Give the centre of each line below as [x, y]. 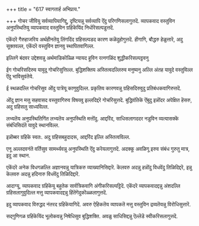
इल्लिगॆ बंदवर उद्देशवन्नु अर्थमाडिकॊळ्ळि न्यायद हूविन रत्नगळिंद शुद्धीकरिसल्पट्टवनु [78, 58]
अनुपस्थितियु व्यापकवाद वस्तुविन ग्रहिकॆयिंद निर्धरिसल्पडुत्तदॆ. [60, 28]
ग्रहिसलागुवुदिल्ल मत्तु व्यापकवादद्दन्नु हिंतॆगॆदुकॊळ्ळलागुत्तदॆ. [57, 193]
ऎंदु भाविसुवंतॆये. [20, 76]
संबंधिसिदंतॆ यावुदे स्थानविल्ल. [33, 125]
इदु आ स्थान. [18, 156]
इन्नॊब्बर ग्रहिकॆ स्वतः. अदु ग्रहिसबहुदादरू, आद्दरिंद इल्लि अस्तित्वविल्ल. [68, 137]
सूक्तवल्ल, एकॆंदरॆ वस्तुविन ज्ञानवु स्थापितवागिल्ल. [50, 46]
